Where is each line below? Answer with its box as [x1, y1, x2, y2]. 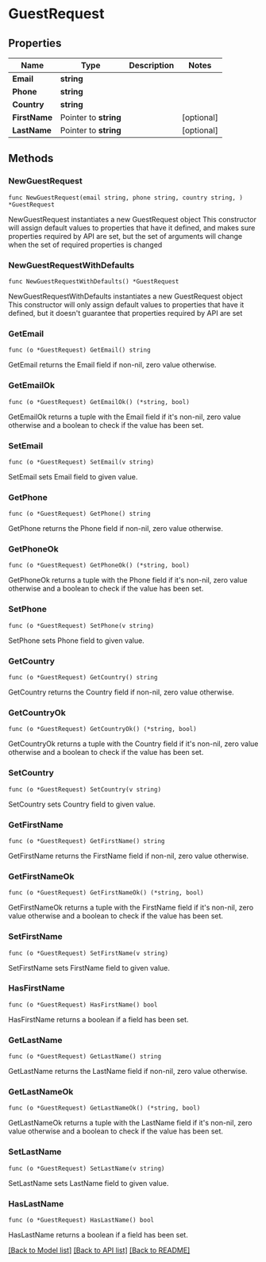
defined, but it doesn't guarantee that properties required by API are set [8, 308, 243, 317]
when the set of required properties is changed [8, 240, 163, 249]
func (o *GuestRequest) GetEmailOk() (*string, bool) [8, 398, 191, 406]
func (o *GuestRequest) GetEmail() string [8, 346, 151, 354]
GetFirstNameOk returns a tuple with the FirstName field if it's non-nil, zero [8, 902, 254, 913]
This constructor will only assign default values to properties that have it [8, 299, 245, 310]
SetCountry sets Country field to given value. [8, 799, 156, 809]
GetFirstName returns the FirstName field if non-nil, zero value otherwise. [8, 851, 249, 860]
